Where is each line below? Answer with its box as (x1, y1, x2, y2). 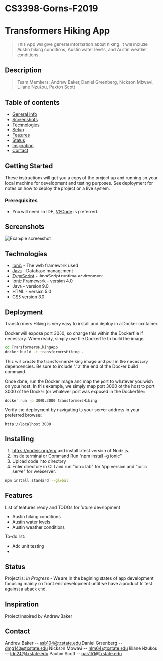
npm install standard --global (5, 478, 69, 483)
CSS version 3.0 (12, 294, 45, 299)
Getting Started (5, 162, 53, 170)
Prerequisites (5, 197, 38, 204)
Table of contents (5, 98, 60, 107)
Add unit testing (12, 543, 44, 549)
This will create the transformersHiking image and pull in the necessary (5, 359, 148, 364)
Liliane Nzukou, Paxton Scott (17, 84, 75, 90)
